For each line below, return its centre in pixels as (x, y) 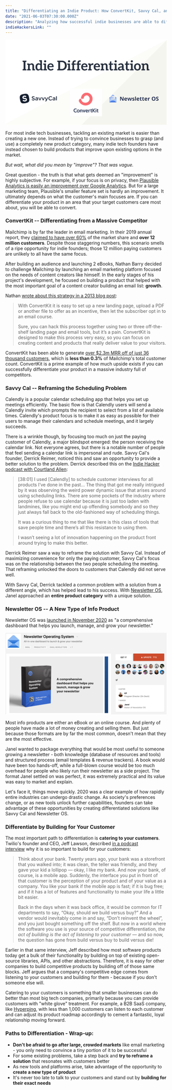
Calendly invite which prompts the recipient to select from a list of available (84, 410)
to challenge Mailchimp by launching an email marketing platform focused (83, 269)
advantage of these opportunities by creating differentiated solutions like (82, 808)
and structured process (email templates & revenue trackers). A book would (85, 760)
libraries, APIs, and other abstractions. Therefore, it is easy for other (93, 961)
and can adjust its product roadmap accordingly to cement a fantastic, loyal (85, 1015)
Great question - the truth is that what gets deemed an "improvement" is (82, 174)
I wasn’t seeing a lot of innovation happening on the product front (87, 538)
